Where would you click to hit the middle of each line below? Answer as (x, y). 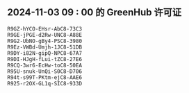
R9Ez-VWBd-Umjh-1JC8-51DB (44, 47)
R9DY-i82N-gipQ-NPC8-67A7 (44, 53)
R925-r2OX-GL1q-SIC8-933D (44, 83)
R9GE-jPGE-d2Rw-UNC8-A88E (44, 35)
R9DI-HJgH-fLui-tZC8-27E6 (44, 59)
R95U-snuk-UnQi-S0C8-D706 (44, 71)
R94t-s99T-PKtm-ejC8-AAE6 (44, 77)
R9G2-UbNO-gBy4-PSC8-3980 (44, 41)
